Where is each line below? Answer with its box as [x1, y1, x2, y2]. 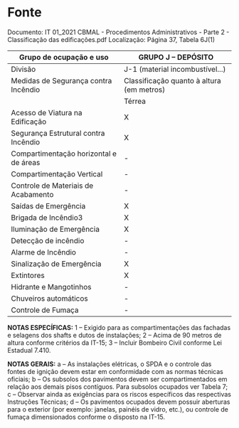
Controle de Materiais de [11, 181, 94, 191]
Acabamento [11, 189, 54, 199]
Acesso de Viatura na [11, 107, 83, 117]
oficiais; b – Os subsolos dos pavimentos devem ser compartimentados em [7, 375, 228, 383]
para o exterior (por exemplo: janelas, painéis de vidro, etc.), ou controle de [7, 405, 229, 413]
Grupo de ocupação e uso [18, 52, 109, 62]
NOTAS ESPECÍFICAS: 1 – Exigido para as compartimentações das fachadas [7, 323, 231, 331]
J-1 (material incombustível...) [123, 64, 226, 74]
